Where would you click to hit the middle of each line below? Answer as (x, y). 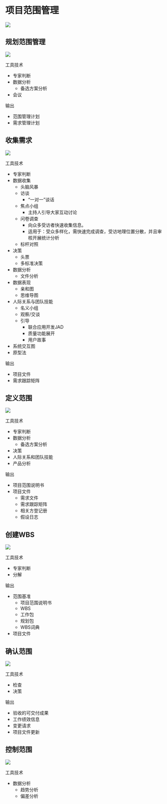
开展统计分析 (46, 238)
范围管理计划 (26, 116)
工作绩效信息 (26, 719)
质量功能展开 (41, 333)
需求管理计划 (26, 122)
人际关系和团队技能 (33, 457)
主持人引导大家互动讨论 (52, 212)
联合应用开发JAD (46, 327)
